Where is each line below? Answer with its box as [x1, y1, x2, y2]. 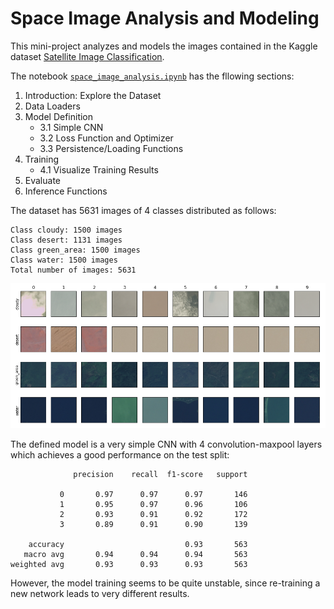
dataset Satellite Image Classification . [10, 50, 165, 62]
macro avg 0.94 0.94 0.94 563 [23, 549, 248, 559]
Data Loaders [24, 100, 81, 112]
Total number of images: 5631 [10, 265, 137, 275]
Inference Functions [24, 185, 108, 197]
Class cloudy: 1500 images [10, 225, 123, 235]
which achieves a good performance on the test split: [10, 448, 230, 461]
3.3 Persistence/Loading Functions [39, 142, 184, 154]
